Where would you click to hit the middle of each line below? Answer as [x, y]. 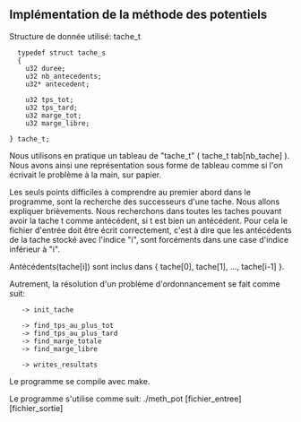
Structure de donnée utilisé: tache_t [75, 36]
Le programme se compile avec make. [80, 381]
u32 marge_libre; [58, 123]
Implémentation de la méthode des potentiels [138, 15]
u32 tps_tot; [50, 99]
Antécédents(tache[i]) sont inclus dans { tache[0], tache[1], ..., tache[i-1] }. [147, 266]
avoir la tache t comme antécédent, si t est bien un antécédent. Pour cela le [149, 220]
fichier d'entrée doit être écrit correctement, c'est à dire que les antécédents [150, 230]
